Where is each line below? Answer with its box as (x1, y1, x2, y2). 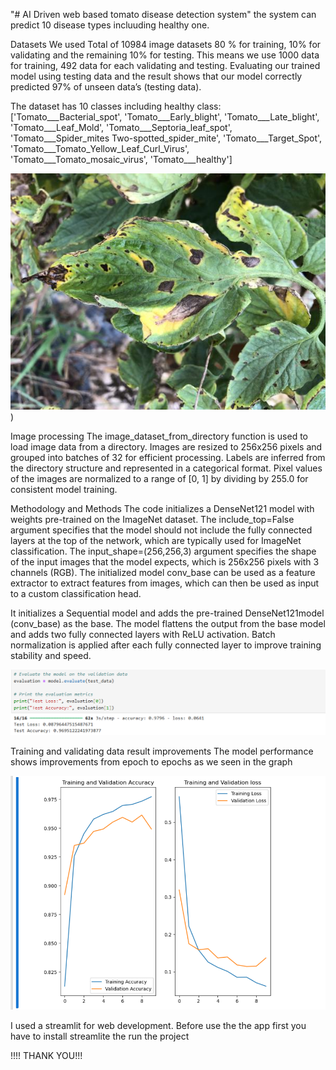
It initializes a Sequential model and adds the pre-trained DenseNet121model (10, 607, 325, 619)
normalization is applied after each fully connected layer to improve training (10, 639, 322, 651)
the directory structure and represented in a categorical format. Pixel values (10, 462, 323, 474)
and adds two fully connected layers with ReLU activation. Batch (10, 629, 276, 640)
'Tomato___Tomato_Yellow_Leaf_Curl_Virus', (10, 143, 190, 154)
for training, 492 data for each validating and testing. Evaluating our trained (10, 60, 321, 71)
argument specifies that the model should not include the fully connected (10, 524, 313, 536)
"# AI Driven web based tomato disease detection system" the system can (10, 9, 317, 20)
